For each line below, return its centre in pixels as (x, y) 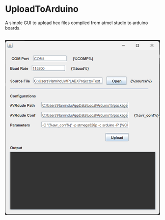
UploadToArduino (42, 9)
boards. (13, 28)
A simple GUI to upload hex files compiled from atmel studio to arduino (77, 23)
